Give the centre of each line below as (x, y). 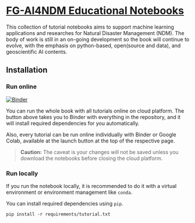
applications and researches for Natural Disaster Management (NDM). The (95, 33)
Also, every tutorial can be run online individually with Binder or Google (91, 134)
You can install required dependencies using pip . (65, 203)
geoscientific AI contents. (37, 51)
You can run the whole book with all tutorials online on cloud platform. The (95, 111)
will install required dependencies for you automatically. (73, 123)
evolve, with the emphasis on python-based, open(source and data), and (93, 46)
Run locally (22, 173)
